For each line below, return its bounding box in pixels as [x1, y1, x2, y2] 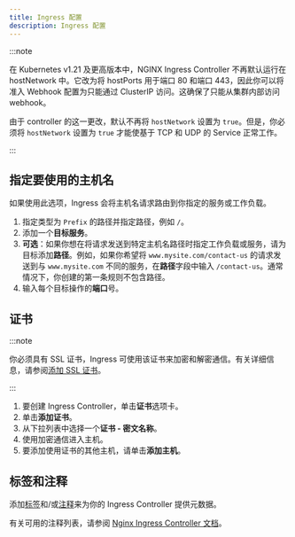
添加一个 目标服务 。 [21, 228, 93, 238]
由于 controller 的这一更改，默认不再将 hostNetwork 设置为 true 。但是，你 [9, 116, 277, 127]
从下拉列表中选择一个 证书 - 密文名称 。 [21, 423, 162, 434]
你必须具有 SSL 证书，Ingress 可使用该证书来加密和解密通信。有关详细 [9, 354, 268, 364]
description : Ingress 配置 [9, 21, 106, 30]
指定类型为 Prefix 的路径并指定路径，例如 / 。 [21, 216, 189, 227]
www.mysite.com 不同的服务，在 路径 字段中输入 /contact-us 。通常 [47, 261, 283, 271]
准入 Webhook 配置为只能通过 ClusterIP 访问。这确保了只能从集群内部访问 [9, 86, 281, 97]
